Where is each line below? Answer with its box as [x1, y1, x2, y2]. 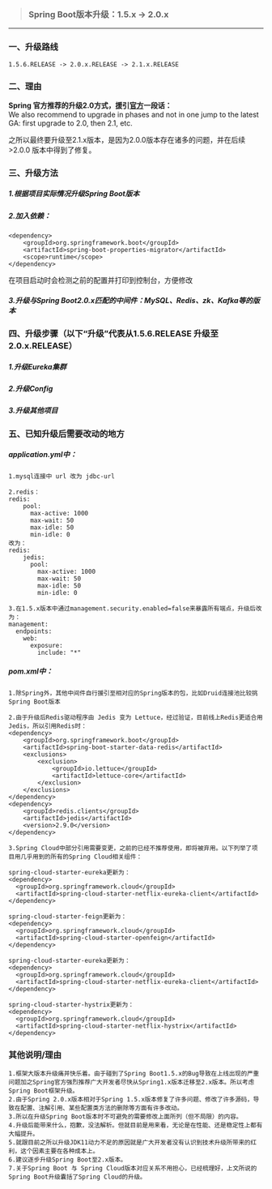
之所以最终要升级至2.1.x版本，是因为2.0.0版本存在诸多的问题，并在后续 [8, 135, 245, 144]
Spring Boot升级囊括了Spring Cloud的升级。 [8, 1173, 147, 1182]
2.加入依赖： [8, 211, 51, 220]
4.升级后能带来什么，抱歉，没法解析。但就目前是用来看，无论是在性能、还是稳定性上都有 [8, 1122, 263, 1130]
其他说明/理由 [8, 1049, 62, 1060]
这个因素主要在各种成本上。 [19, 1147, 100, 1156]
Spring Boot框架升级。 [8, 1087, 79, 1095]
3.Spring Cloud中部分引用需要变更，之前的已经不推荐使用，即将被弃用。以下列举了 [8, 844, 253, 852]
